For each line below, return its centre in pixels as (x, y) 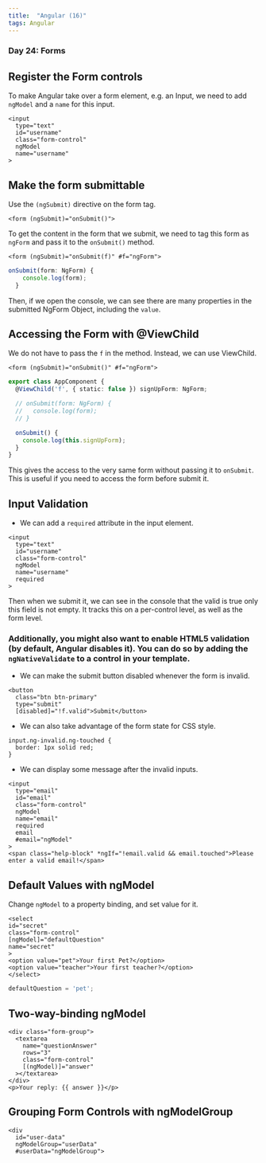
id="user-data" (40, 1137)
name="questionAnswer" (60, 1046)
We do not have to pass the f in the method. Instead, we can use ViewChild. (132, 353)
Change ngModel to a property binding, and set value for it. (103, 904)
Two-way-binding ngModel (77, 1014)
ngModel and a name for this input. (62, 104)
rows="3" (37, 1052)
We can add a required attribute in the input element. (106, 523)
